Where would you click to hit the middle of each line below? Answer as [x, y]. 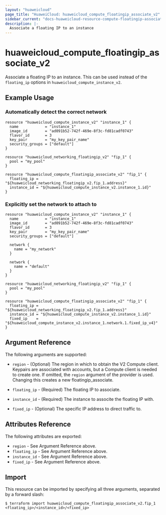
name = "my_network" [35, 249]
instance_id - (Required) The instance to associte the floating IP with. [83, 399]
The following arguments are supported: [46, 354]
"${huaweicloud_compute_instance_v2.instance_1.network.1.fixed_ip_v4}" [82, 323]
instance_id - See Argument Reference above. [60, 456]
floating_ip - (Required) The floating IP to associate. [66, 389]
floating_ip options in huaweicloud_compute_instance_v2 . [63, 82]
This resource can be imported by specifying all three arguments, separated [83, 489]
